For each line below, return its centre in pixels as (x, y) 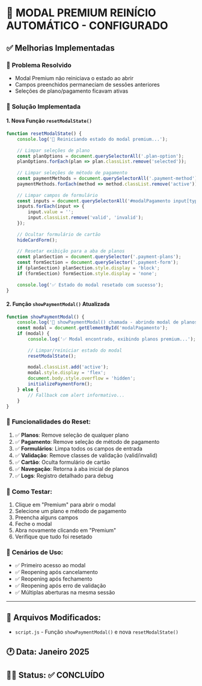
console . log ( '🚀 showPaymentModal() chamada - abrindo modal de (98, 322)
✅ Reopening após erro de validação (60, 586)
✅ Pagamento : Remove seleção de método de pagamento (87, 441)
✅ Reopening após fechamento (54, 579)
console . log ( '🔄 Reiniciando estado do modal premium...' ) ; (93, 139)
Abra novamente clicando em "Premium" (66, 531)
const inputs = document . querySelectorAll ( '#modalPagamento (94, 201)
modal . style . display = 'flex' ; (67, 373)
